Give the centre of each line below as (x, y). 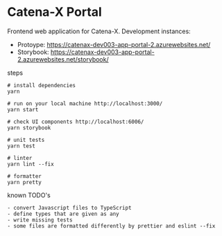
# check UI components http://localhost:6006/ (76, 122)
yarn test (22, 146)
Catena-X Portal (54, 12)
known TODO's (29, 195)
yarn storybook (29, 128)
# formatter (24, 176)
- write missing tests (40, 220)
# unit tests (26, 140)
